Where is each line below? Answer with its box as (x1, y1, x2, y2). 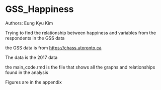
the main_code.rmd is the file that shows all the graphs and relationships (5, 64, 155, 70)
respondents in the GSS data (5, 35, 65, 41)
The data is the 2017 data (5, 54, 58, 60)
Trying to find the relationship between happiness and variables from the (5, 29, 156, 35)
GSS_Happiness (5, 3, 74, 15)
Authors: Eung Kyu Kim (5, 20, 53, 26)
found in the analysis (5, 69, 49, 75)
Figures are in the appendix (5, 79, 62, 85)
